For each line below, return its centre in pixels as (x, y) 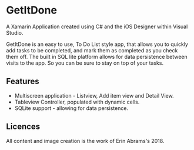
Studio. (15, 32)
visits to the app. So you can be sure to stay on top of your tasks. (85, 63)
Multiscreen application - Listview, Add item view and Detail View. (94, 95)
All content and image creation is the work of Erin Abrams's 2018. (85, 141)
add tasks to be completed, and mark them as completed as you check (92, 50)
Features (23, 81)
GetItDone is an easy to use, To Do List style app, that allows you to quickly (97, 44)
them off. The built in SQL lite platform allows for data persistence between (97, 56)
